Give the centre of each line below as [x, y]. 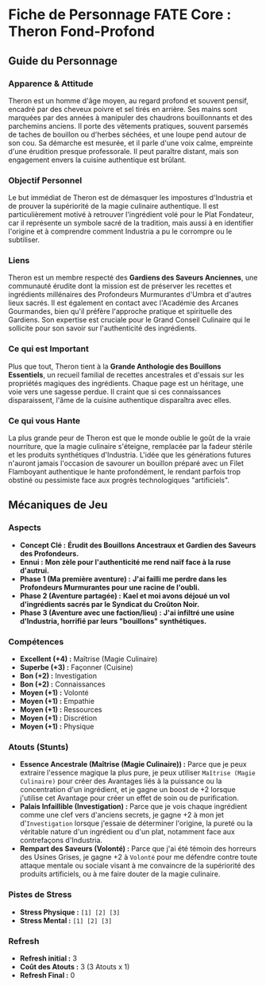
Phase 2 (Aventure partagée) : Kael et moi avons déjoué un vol [125, 595]
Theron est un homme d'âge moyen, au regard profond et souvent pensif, [128, 100]
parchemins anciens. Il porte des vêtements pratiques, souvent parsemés [128, 126]
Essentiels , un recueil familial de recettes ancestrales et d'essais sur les [126, 374]
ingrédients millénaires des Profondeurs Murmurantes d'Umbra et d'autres [130, 295]
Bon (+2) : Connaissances [62, 684]
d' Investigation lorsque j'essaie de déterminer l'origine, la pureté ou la [136, 823]
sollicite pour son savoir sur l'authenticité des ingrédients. [102, 328]
